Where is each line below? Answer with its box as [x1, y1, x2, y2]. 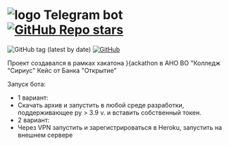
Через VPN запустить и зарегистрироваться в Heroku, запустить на [17, 123, 223, 131]
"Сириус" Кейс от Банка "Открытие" [7, 66, 118, 74]
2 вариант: [17, 116, 50, 124]
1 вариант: [17, 93, 49, 102]
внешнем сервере [17, 131, 73, 139]
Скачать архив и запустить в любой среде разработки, [17, 100, 185, 109]
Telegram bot [43, 7, 123, 23]
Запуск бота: [7, 79, 46, 88]
